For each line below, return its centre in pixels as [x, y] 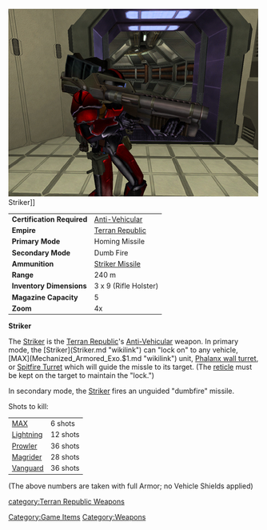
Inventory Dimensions [49, 286]
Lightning [27, 435]
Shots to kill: [29, 407]
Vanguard [28, 468]
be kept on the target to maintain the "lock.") [81, 375]
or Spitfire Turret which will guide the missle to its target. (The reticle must [130, 367]
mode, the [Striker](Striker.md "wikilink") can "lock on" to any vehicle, [123, 350]
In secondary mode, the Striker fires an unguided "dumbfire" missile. [122, 391]
